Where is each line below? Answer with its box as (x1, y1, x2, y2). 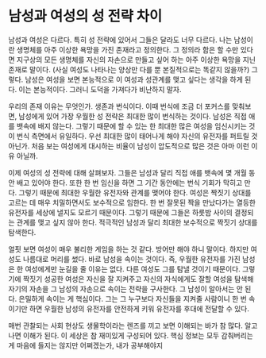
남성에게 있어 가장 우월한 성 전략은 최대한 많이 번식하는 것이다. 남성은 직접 (18, 111, 248, 121)
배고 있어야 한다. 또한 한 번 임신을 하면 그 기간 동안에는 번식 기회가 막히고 (16, 178, 243, 187)
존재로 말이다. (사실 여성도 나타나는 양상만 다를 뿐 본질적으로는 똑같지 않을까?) (8, 64, 250, 74)
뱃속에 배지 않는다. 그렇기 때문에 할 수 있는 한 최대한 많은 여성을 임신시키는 (16, 121, 248, 131)
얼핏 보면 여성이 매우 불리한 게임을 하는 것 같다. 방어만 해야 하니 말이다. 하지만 (8, 244, 249, 254)
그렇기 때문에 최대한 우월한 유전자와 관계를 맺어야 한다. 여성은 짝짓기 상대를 (18, 187, 252, 197)
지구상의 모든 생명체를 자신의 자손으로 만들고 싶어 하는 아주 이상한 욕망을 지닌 (16, 55, 256, 64)
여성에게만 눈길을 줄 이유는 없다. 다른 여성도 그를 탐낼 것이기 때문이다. (25, 264, 241, 274)
